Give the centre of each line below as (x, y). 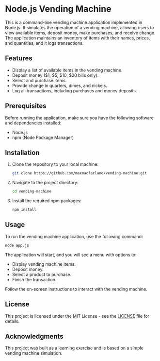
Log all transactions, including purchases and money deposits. (74, 90)
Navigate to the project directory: (45, 183)
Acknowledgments (34, 336)
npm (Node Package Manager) (43, 138)
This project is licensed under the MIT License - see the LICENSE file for (77, 316)
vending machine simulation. (34, 353)
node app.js (17, 245)
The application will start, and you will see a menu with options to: (71, 255)
